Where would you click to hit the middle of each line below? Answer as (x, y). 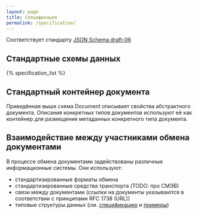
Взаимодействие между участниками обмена (98, 138)
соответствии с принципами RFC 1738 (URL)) (72, 198)
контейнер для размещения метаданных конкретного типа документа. (97, 119)
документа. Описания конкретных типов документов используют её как (99, 112)
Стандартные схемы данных (63, 58)
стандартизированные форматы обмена (66, 179)
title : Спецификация (32, 17)
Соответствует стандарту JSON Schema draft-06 (69, 40)
